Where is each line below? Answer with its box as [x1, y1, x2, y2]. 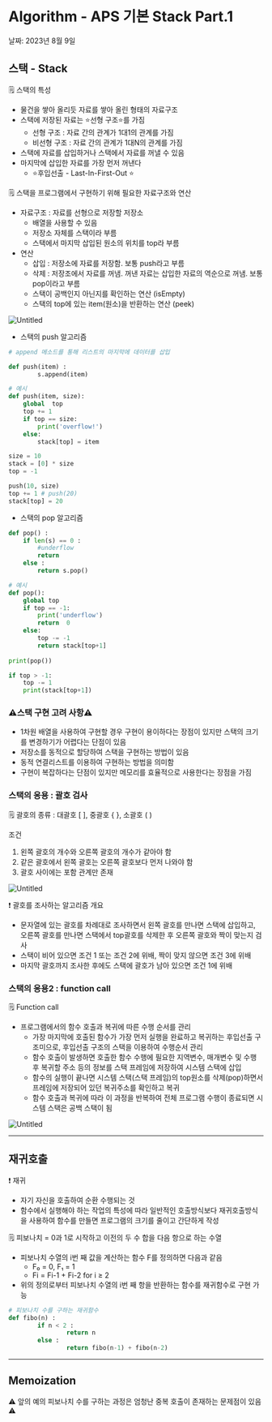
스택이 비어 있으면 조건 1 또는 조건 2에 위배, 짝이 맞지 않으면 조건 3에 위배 [19, 950, 252, 960]
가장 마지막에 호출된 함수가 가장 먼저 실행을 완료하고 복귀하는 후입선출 [32, 1032, 253, 1042]
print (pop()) [8, 656, 53, 665]
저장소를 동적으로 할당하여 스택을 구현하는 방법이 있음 [19, 747, 189, 757]
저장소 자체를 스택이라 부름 [32, 228, 117, 238]
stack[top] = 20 [8, 496, 63, 505]
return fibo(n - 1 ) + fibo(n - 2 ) [66, 1344, 168, 1352]
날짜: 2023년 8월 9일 [8, 36, 76, 45]
